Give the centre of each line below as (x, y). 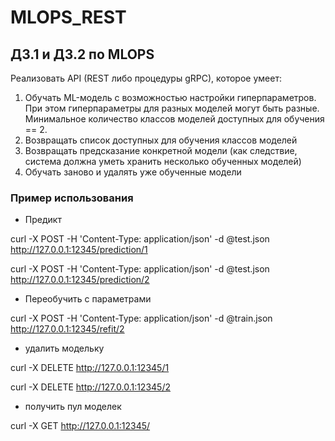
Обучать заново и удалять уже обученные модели (133, 172)
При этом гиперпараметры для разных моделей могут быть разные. (172, 108)
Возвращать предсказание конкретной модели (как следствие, (161, 150)
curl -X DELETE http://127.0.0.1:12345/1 (90, 368)
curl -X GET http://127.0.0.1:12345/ (80, 426)
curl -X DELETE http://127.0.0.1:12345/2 (90, 387)
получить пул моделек (73, 407)
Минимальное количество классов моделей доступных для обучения (174, 119)
